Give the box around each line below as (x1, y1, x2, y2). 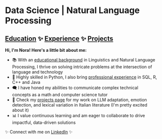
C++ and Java (12, 79, 41, 85)
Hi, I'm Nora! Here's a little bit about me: (5, 47, 87, 53)
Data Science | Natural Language (5, 5, 140, 16)
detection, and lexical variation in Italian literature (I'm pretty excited (12, 102, 147, 108)
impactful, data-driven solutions (12, 120, 76, 125)
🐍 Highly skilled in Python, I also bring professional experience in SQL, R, (12, 74, 157, 80)
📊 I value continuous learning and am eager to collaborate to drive (12, 113, 145, 118)
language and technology (12, 69, 63, 75)
